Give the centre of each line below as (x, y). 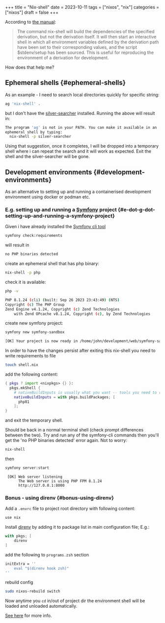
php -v (12, 291)
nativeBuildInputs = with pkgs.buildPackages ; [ (65, 397)
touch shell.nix (22, 365)
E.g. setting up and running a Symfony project (61, 210)
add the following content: (31, 374)
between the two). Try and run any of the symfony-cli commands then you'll (82, 435)
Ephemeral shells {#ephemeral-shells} (66, 83)
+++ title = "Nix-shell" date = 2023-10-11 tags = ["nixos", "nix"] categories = (82, 7)
